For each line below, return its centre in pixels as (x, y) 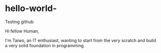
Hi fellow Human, (22, 31)
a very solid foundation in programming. (45, 45)
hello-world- (31, 8)
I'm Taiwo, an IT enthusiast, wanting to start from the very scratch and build (80, 40)
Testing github (19, 22)
